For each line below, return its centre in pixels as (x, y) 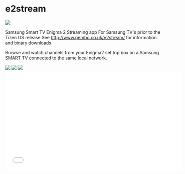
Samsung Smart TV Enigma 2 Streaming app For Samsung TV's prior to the (83, 32)
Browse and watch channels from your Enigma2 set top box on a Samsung (82, 52)
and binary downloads (28, 43)
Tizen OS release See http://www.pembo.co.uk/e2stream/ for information (81, 37)
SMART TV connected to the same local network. (56, 58)
